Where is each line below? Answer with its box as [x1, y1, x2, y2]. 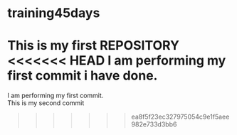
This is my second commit [7, 99, 85, 107]
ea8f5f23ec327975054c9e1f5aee [131, 112, 230, 121]
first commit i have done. [7, 67, 158, 84]
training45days [7, 5, 100, 21]
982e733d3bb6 [131, 120, 177, 129]
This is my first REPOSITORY [7, 38, 180, 54]
